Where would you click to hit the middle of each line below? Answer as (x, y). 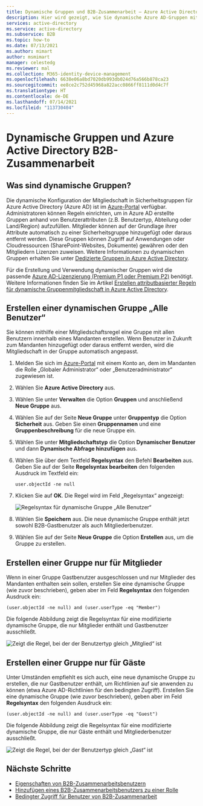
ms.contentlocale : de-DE (37, 96)
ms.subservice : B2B (31, 35)
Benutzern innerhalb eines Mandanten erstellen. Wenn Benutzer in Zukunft (99, 339)
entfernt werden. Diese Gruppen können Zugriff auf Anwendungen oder (96, 239)
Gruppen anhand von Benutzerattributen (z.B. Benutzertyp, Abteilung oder (99, 219)
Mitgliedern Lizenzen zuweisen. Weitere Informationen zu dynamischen (95, 251)
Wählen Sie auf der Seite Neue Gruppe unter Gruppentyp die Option (101, 418)
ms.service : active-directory (44, 29)
